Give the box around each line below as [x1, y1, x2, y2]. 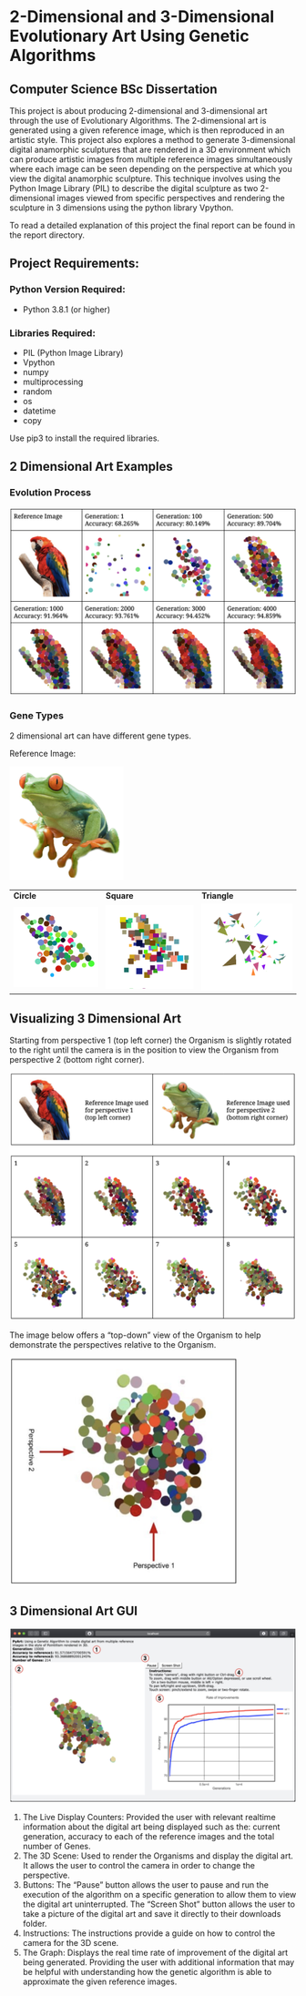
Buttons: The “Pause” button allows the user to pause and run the [22, 1879, 269, 1890]
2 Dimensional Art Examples [9, 459, 173, 474]
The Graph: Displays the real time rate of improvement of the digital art [22, 1947, 289, 1959]
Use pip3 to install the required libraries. [9, 433, 160, 443]
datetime [22, 405, 56, 416]
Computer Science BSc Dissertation [9, 81, 218, 97]
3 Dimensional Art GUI [9, 1603, 138, 1618]
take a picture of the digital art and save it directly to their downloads [22, 1909, 281, 1920]
